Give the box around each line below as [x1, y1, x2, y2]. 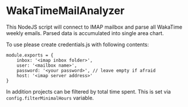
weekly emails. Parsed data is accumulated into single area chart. [6, 29, 164, 36]
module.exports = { [6, 52, 54, 58]
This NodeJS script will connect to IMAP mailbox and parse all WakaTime [6, 23, 183, 30]
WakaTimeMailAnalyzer [6, 4, 125, 18]
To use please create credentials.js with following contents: [6, 41, 149, 48]
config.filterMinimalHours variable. [6, 94, 94, 101]
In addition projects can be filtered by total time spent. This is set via [6, 88, 171, 95]
